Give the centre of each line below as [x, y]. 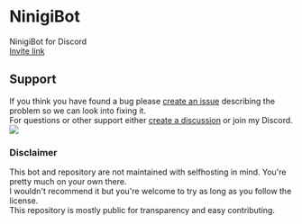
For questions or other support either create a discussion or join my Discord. [151, 120]
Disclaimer [33, 152]
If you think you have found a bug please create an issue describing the [142, 101]
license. [24, 201]
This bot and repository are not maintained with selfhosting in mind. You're [148, 172]
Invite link [27, 50]
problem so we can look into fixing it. [78, 111]
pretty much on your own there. [68, 182]
